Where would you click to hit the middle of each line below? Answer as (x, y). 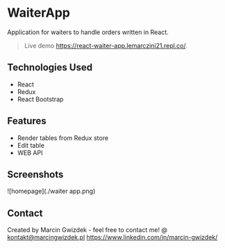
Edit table (31, 145)
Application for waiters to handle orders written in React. (88, 32)
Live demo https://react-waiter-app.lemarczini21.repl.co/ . (106, 45)
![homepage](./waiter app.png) (51, 191)
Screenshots (35, 175)
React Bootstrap (40, 99)
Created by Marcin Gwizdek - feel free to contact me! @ (87, 230)
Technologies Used (50, 68)
